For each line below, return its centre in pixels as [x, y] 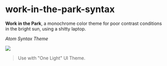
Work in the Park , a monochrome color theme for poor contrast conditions [84, 23]
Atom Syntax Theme [27, 39]
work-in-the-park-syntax [60, 9]
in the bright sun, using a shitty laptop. [46, 28]
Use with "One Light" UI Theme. [52, 58]
